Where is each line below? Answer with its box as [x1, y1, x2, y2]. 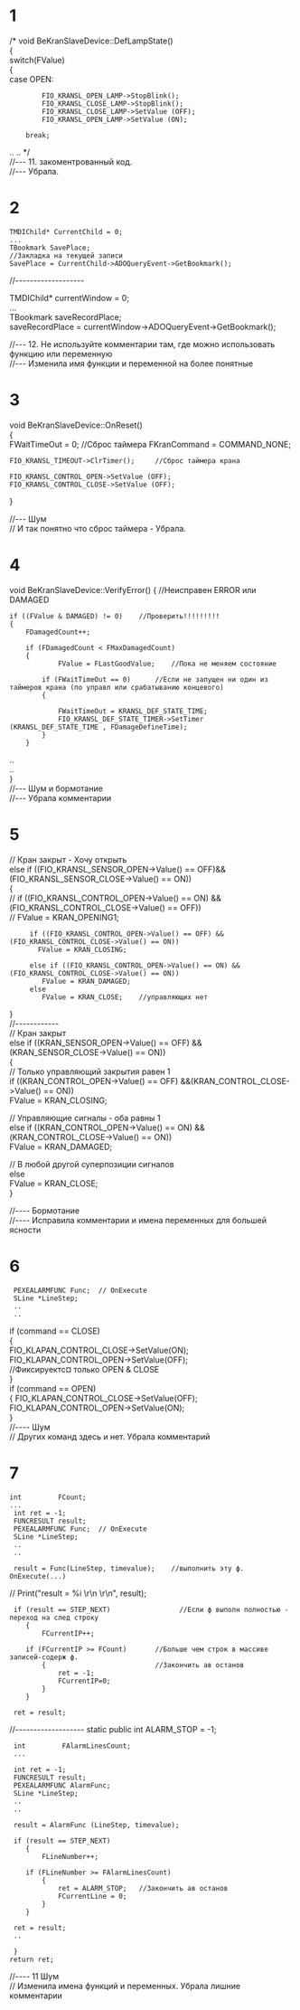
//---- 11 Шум [9, 1970, 60, 1981]
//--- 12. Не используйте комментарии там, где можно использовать [9, 338, 276, 349]
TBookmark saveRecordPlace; [9, 311, 122, 322]
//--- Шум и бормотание [9, 783, 104, 794]
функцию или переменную [9, 348, 113, 359]
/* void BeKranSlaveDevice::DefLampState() [9, 35, 173, 46]
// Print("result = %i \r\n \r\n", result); [9, 1588, 147, 1599]
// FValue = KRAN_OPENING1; [9, 911, 119, 922]
